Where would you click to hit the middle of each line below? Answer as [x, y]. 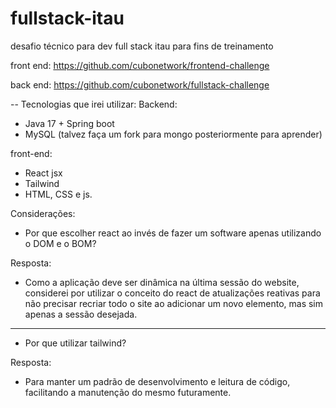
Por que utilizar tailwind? [75, 343]
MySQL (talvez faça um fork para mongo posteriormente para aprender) [173, 134]
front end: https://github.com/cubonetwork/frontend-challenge [140, 65]
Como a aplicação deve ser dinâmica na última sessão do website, [162, 282]
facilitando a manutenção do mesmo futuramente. [128, 392]
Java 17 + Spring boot [69, 123]
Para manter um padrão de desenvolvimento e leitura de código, [157, 381]
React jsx [43, 173]
